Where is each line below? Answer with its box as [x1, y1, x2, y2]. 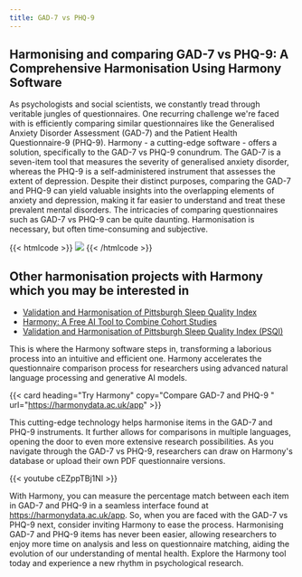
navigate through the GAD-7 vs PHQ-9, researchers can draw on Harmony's [9, 446, 294, 457]
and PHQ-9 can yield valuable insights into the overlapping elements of [9, 185, 275, 196]
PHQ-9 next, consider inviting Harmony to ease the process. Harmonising [9, 519, 284, 530]
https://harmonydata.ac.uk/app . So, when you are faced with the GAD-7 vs [9, 510, 288, 521]
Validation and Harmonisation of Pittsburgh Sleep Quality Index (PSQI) [22, 326, 284, 337]
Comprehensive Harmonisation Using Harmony [9, 61, 282, 77]
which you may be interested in [9, 282, 190, 298]
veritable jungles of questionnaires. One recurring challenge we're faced [9, 109, 279, 119]
